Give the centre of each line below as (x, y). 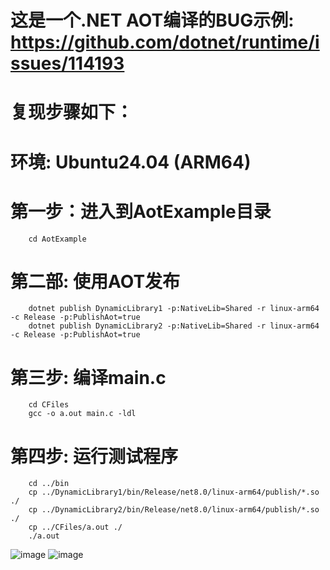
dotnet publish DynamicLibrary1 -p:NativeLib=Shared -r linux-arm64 (174, 309)
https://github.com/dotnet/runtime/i (165, 42)
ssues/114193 (67, 63)
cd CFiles (49, 405)
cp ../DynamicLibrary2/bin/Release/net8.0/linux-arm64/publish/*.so (174, 510)
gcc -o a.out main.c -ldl (82, 414)
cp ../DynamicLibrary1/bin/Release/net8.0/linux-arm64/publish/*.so (174, 492)
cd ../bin (49, 484)
